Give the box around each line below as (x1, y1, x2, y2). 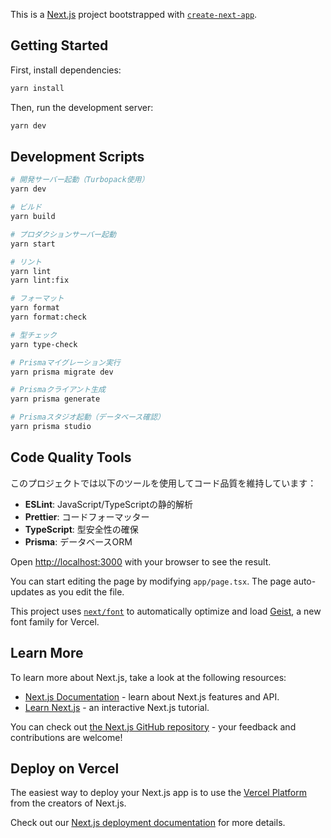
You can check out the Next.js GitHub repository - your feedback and (10, 720, 297, 733)
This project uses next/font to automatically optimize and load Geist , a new (10, 605, 322, 617)
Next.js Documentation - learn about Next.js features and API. (24, 690, 280, 703)
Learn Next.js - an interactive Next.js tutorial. (24, 701, 210, 713)
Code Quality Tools (10, 449, 132, 466)
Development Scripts (10, 148, 145, 165)
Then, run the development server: (10, 101, 154, 113)
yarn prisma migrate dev (10, 367, 114, 377)
